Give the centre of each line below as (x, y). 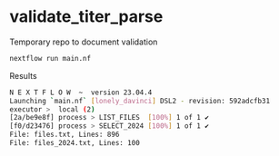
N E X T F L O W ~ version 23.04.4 (81, 93)
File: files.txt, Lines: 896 (65, 135)
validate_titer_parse (86, 17)
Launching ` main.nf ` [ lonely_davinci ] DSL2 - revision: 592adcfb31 (140, 101)
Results (24, 75)
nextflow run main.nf (50, 58)
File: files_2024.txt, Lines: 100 (75, 143)
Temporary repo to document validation (84, 42)
